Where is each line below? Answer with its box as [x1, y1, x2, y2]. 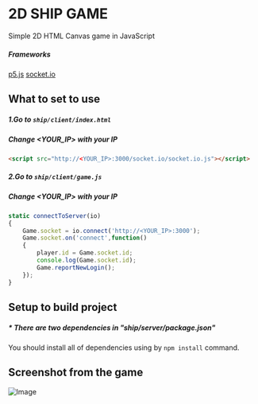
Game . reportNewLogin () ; [37, 263, 115, 271]
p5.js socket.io [8, 69, 56, 79]
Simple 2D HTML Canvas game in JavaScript [8, 31, 156, 41]
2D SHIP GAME [8, 5, 109, 23]
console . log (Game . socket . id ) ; [37, 256, 137, 265]
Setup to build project [8, 301, 117, 314]
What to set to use [8, 92, 101, 106]
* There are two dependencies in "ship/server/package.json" [8, 323, 216, 332]
